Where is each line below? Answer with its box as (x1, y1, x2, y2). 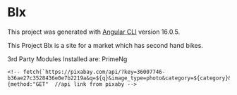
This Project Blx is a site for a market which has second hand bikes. (7, 41, 203, 49)
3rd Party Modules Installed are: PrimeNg (7, 54, 128, 63)
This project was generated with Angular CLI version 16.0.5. (7, 27, 181, 36)
